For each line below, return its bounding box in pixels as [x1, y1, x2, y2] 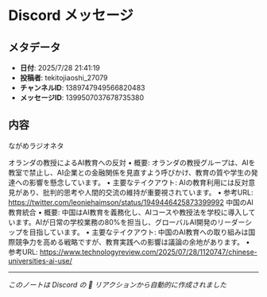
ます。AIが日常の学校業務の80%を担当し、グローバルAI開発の [14, 217, 218, 226]
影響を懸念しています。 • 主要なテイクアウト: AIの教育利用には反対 [29, 177, 249, 187]
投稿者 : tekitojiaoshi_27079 [19, 73, 109, 83]
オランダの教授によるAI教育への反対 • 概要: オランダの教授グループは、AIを [8, 157, 256, 167]
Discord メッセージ [8, 6, 133, 25]
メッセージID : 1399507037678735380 [19, 93, 145, 102]
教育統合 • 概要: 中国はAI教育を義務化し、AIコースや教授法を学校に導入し [8, 207, 249, 217]
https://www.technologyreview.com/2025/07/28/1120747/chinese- [39, 247, 257, 256]
